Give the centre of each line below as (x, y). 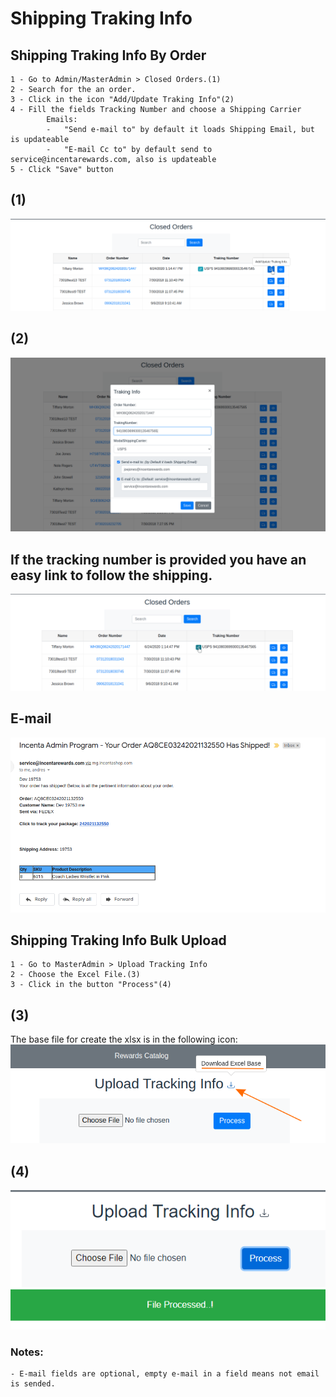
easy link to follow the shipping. (111, 575)
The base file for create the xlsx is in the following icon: (124, 1039)
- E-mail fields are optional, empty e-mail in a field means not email (165, 1374)
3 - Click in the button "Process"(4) (91, 985)
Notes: (27, 1352)
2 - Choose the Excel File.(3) (75, 975)
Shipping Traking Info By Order (108, 55)
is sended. (33, 1384)
